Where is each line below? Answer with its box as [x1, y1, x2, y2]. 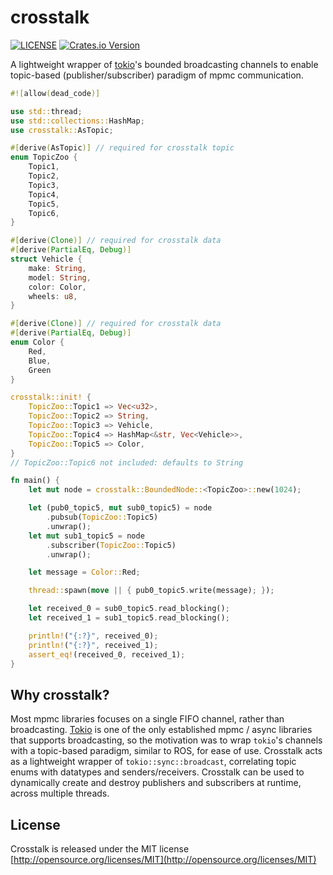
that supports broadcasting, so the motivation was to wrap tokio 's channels [10, 734, 323, 746]
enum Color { [10, 337, 65, 348]
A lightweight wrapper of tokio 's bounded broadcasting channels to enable [10, 58, 319, 70]
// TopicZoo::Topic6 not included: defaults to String [10, 457, 244, 468]
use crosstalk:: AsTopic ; [10, 125, 114, 135]
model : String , [28, 272, 92, 283]
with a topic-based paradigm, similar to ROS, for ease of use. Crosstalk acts [10, 745, 323, 757]
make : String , [28, 263, 87, 273]
